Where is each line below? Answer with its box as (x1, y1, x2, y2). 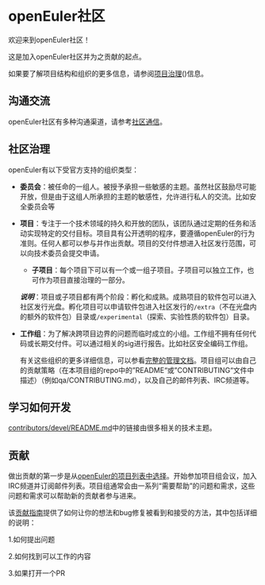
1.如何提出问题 (8, 535, 56, 545)
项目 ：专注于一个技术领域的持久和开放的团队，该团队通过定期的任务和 (19, 218, 250, 228)
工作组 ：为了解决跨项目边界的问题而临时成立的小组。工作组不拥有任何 (19, 329, 250, 338)
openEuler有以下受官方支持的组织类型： (8, 164, 139, 175)
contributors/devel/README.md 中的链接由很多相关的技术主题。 (8, 423, 217, 433)
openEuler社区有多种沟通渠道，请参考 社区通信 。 (8, 117, 167, 126)
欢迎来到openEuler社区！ (8, 35, 90, 44)
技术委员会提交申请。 (33, 248, 104, 258)
